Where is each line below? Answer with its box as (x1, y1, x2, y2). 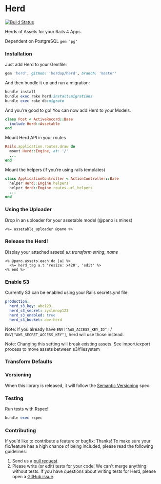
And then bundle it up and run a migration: (5, 80, 90, 86)
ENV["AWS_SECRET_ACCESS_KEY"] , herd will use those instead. (5, 331, 124, 337)
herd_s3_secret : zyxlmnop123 (9, 308, 69, 313)
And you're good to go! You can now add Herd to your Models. (5, 107, 131, 113)
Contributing (5, 427, 36, 434)
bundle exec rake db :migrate (5, 98, 64, 103)
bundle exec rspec (5, 415, 42, 420)
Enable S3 (5, 278, 30, 285)
